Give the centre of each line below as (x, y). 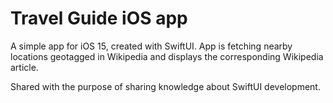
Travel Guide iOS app (99, 18)
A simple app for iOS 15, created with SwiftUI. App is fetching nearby (151, 46)
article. (24, 67)
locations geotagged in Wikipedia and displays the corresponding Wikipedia (167, 56)
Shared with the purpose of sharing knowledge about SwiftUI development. (165, 86)
